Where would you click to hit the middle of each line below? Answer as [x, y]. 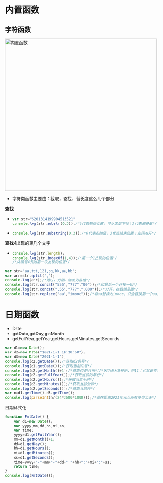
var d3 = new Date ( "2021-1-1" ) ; [36, 357]
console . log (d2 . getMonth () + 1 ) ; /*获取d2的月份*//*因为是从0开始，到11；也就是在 [81, 371]
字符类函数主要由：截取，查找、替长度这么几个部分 [63, 198]
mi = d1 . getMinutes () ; [34, 453]
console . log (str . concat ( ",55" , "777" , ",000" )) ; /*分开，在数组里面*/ [72, 289]
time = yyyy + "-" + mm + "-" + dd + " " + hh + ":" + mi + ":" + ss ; [63, 462]
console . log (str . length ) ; [38, 253]
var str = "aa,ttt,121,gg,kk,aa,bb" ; [41, 271]
